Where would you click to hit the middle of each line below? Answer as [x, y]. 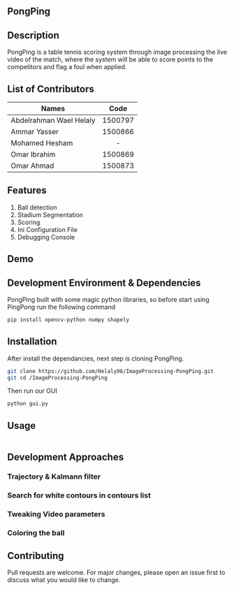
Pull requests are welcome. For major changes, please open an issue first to [116, 573]
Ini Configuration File [47, 229]
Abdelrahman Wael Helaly [53, 120]
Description [33, 35]
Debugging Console [46, 237]
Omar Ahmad [32, 166]
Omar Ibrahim [33, 154]
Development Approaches [66, 457]
